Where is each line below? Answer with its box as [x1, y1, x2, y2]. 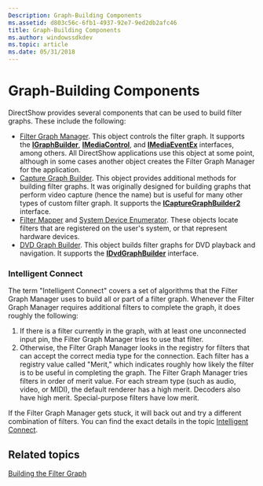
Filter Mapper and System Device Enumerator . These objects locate [19, 215, 239, 224]
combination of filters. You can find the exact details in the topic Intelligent [8, 417, 249, 426]
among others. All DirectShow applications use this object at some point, [19, 148, 255, 157]
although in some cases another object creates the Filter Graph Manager [19, 156, 255, 166]
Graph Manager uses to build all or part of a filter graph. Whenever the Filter [8, 294, 255, 304]
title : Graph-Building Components [8, 26, 122, 34]
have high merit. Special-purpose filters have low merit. [19, 393, 200, 403]
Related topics [8, 447, 80, 461]
